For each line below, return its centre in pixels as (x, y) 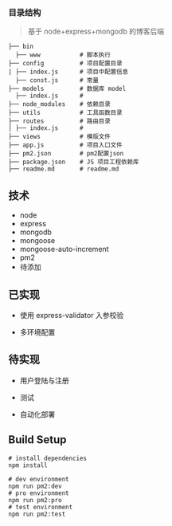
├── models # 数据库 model (67, 89)
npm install (28, 465)
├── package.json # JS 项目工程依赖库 (74, 162)
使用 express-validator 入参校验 (72, 315)
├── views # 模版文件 (60, 137)
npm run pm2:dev (35, 486)
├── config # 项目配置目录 (65, 64)
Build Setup (37, 440)
